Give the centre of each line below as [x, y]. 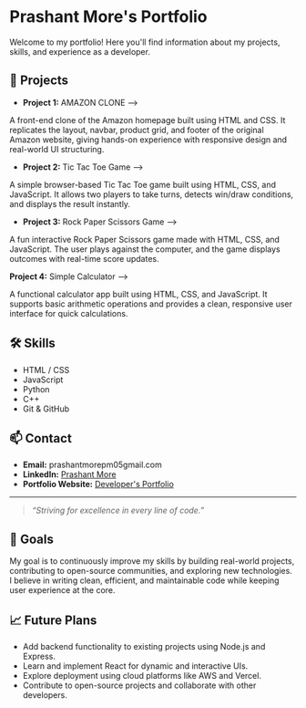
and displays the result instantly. [70, 203]
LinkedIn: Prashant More [69, 474]
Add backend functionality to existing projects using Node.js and [144, 646]
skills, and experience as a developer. [80, 51]
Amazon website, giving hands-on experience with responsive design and [148, 140]
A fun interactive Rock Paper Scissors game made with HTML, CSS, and [145, 239]
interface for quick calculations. [69, 313]
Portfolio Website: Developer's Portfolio [98, 484]
